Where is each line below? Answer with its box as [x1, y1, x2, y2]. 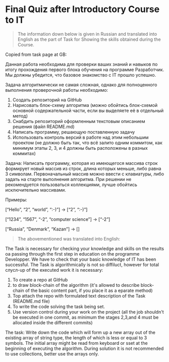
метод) [12, 112, 28, 119]
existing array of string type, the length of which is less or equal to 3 [5, 334, 147, 341]
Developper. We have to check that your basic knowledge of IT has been [5, 256, 156, 262]
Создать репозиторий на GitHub [12, 97, 82, 103]
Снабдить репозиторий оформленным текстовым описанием [12, 118, 145, 124]
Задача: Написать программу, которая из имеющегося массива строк [5, 160, 158, 166]
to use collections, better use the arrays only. [5, 350, 99, 356]
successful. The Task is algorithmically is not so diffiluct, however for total [5, 261, 159, 268]
